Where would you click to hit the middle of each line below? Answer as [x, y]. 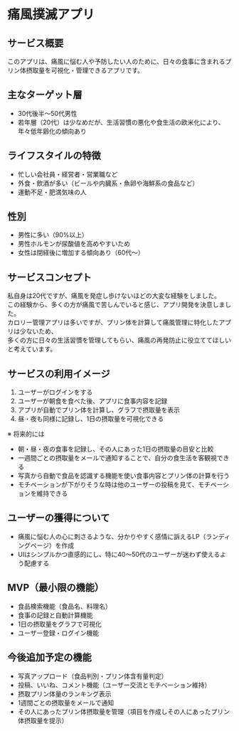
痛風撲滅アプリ [51, 15]
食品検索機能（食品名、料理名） [64, 606]
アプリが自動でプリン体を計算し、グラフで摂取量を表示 [99, 410]
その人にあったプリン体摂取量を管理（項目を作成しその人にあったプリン [123, 711]
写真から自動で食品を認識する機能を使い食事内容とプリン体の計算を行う [123, 476]
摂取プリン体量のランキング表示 [64, 693]
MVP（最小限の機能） [56, 588]
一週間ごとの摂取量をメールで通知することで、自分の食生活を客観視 [117, 458]
